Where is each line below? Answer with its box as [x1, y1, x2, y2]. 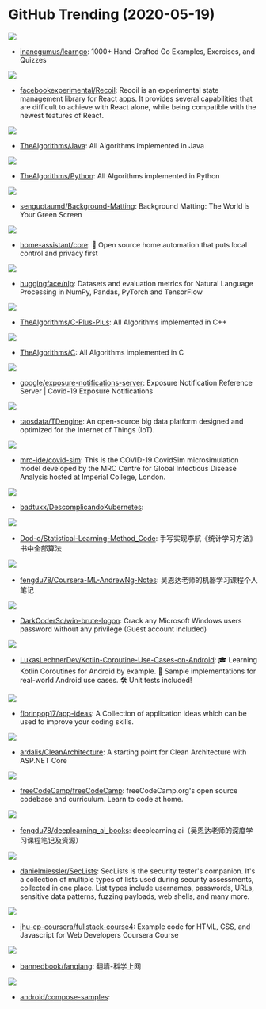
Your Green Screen [19, 209, 82, 219]
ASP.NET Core [19, 755, 67, 765]
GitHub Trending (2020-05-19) [8, 6, 215, 24]
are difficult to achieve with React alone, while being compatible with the [19, 102, 256, 112]
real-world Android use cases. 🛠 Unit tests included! [19, 675, 192, 685]
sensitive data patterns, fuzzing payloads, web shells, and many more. [19, 891, 250, 901]
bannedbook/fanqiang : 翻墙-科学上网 [19, 961, 141, 971]
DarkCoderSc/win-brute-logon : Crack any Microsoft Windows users [19, 616, 242, 625]
